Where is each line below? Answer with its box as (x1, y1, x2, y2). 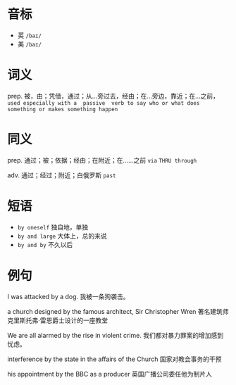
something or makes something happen (7, 106, 118, 113)
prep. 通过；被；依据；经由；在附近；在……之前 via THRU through (7, 156, 197, 164)
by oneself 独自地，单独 (17, 222, 89, 231)
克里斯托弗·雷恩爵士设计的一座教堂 (7, 316, 108, 324)
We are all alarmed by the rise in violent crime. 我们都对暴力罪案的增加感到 (7, 331, 224, 339)
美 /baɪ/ (17, 39, 42, 48)
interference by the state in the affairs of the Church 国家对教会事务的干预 (7, 355, 222, 363)
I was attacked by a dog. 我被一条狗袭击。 (7, 292, 130, 301)
